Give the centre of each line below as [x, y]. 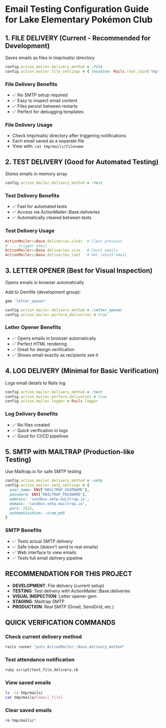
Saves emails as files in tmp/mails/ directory [50, 58]
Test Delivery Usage [30, 231]
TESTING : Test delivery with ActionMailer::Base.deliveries [71, 591]
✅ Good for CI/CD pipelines [40, 436]
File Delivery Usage [29, 125]
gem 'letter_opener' [26, 301]
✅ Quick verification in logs [40, 430]
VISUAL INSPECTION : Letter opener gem [54, 596]
